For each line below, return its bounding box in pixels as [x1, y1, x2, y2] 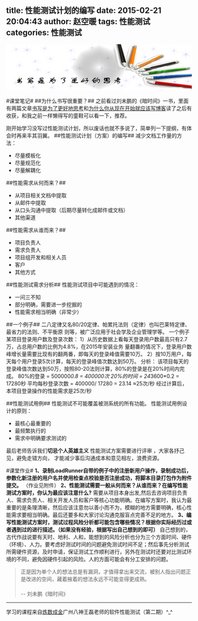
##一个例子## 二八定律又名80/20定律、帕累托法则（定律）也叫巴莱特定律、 [6, 321, 190, 328]
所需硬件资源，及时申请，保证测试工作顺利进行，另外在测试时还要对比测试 [6, 548, 187, 555]
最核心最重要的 [14, 420, 51, 427]
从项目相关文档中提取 [14, 191, 67, 199]
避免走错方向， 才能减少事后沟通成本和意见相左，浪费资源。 [16, 454, 163, 462]
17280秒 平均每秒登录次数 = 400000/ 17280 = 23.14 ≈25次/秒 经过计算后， [6, 380, 187, 387]
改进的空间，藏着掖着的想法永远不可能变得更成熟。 [25, 575, 150, 583]
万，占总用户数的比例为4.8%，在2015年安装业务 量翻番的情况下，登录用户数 [6, 343, 193, 350]
